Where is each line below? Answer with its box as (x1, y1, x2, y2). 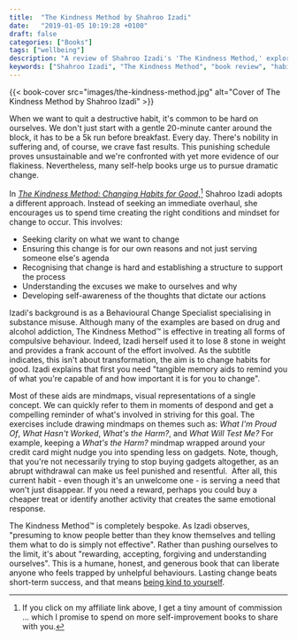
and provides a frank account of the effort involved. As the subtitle (9, 344, 251, 355)
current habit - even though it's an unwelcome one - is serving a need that (9, 474, 280, 485)
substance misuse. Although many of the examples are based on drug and (9, 316, 281, 328)
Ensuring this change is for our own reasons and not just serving (21, 243, 258, 253)
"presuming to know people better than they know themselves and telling (9, 529, 276, 540)
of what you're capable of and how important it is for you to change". (9, 373, 261, 383)
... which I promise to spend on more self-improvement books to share (21, 612, 278, 622)
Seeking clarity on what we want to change (21, 234, 179, 244)
